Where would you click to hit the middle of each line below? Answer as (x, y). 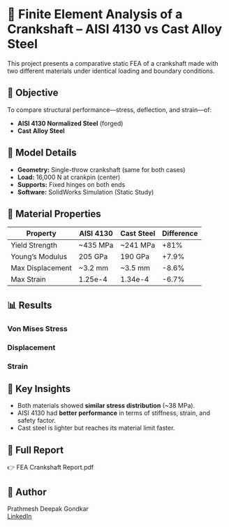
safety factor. (36, 421)
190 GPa (135, 257)
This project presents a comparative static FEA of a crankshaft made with (113, 63)
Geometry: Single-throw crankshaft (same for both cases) (101, 169)
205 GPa (93, 257)
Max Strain (29, 279)
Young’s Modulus (39, 257)
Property (42, 234)
